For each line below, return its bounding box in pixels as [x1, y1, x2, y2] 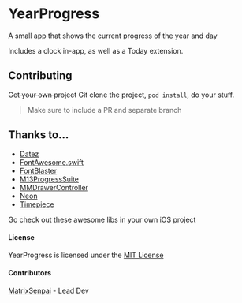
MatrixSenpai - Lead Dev [8, 286, 89, 295]
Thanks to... [8, 128, 69, 142]
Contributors [8, 268, 52, 278]
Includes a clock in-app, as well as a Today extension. [8, 46, 184, 55]
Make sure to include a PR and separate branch [27, 105, 182, 114]
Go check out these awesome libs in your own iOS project [8, 215, 196, 224]
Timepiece [19, 199, 54, 209]
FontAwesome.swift [19, 157, 84, 166]
